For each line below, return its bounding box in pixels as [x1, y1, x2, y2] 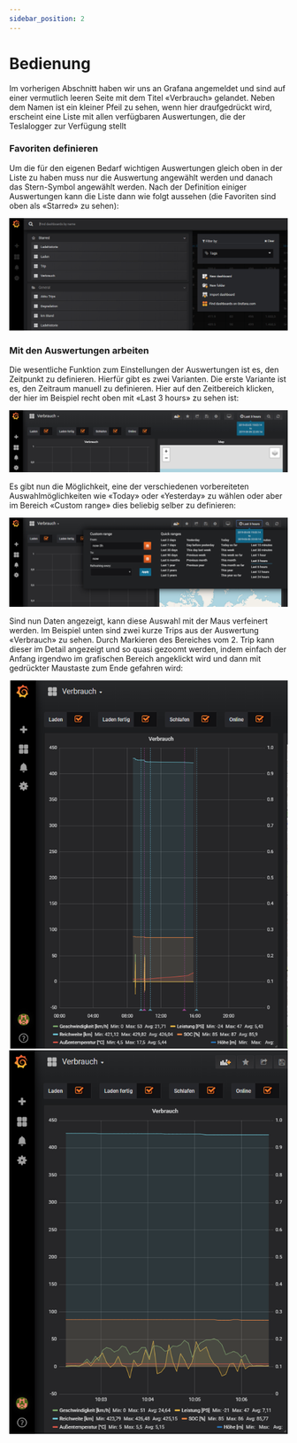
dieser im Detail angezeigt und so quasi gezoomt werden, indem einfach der [9, 643, 287, 655]
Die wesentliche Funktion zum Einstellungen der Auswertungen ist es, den [9, 364, 279, 376]
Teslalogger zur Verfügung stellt [9, 120, 126, 131]
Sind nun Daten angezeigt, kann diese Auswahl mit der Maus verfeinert [9, 616, 268, 626]
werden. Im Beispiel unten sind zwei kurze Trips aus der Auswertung [9, 625, 259, 635]
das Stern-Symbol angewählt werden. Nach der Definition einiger [9, 182, 247, 192]
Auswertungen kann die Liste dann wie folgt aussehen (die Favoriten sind [9, 190, 277, 201]
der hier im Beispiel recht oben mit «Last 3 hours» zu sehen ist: [9, 392, 240, 403]
